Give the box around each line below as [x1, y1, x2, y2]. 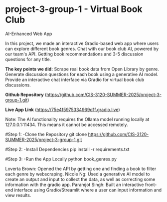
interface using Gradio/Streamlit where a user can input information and [14, 186, 162, 193]
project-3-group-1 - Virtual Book [5, 3, 143, 15]
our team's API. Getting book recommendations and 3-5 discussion [5, 51, 144, 57]
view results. [5, 192, 31, 198]
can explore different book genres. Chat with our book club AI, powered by [5, 45, 159, 51]
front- [145, 181, 157, 187]
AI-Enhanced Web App [5, 30, 52, 36]
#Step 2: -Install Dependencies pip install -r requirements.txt [5, 146, 130, 152]
